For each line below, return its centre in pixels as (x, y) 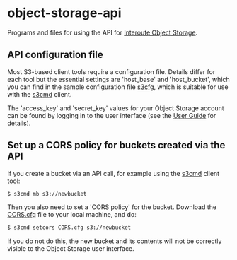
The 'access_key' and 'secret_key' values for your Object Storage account (116, 108)
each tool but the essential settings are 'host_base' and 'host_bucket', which (118, 79)
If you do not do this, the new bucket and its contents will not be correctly (115, 241)
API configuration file (56, 55)
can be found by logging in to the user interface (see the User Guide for (112, 115)
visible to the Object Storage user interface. (71, 249)
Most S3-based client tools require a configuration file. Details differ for (111, 71)
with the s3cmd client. (40, 94)
